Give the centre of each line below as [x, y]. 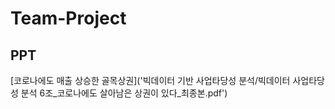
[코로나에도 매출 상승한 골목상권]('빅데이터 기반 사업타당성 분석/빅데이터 [150, 80]
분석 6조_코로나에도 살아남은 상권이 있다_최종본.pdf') [124, 93]
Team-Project [68, 18]
